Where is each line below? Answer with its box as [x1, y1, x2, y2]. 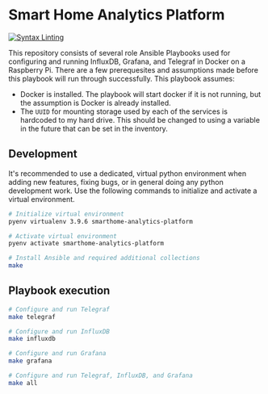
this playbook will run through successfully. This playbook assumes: [8, 73, 236, 83]
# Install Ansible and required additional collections [8, 254, 200, 262]
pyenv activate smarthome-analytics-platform [8, 240, 164, 248]
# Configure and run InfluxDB [8, 327, 111, 336]
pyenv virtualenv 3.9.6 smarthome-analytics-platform [8, 217, 194, 225]
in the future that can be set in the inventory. [19, 124, 168, 133]
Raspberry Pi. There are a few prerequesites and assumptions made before [8, 65, 259, 74]
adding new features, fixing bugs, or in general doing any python [8, 177, 224, 187]
